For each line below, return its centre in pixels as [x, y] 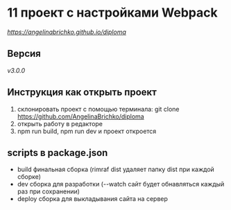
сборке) [29, 177]
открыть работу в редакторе [60, 123]
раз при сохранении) [48, 191]
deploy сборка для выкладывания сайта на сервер [93, 199]
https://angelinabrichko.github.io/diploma [67, 32]
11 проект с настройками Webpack [112, 13]
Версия [24, 54]
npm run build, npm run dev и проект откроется [87, 131]
